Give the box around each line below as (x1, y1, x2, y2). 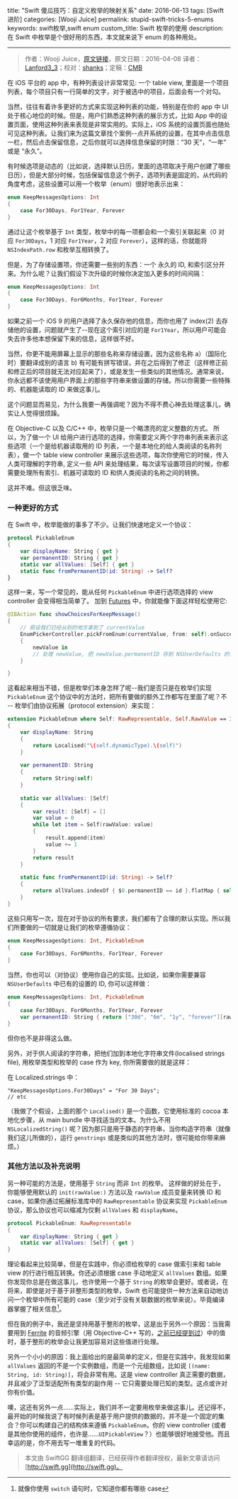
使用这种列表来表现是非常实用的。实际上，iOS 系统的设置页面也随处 (31, 120, 231, 128)
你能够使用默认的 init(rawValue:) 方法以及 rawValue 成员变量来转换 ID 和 (7, 1187, 222, 1196)
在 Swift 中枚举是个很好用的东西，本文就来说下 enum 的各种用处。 (7, 33, 200, 41)
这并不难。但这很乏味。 (7, 483, 76, 492)
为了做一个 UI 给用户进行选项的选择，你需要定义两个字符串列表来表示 (19, 433, 222, 441)
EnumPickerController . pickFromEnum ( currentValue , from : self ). (20, 631, 211, 638)
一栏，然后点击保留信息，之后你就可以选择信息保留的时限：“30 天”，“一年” (7, 138, 227, 146)
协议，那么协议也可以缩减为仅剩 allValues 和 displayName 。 (7, 1205, 182, 1214)
